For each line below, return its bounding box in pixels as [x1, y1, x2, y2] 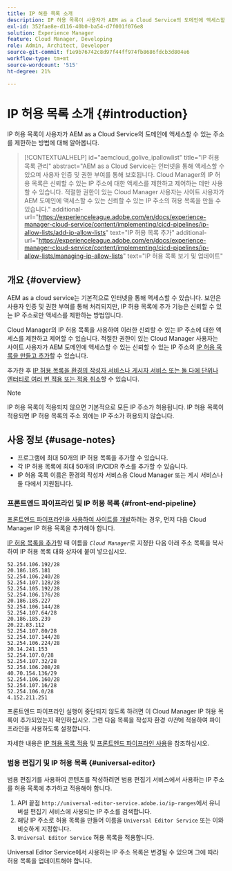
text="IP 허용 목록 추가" [110, 229, 175, 237]
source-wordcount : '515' [7, 62, 79, 68]
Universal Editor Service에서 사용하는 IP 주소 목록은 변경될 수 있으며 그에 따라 [7, 847, 219, 856]
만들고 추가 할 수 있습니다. [19, 352, 88, 360]
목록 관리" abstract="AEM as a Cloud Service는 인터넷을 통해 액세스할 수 [23, 162, 225, 170]
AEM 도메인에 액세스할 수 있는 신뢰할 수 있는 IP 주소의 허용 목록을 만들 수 [23, 196, 222, 205]
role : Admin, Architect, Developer [7, 42, 110, 49]
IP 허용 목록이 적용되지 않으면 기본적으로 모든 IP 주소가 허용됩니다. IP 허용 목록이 [7, 403, 224, 411]
